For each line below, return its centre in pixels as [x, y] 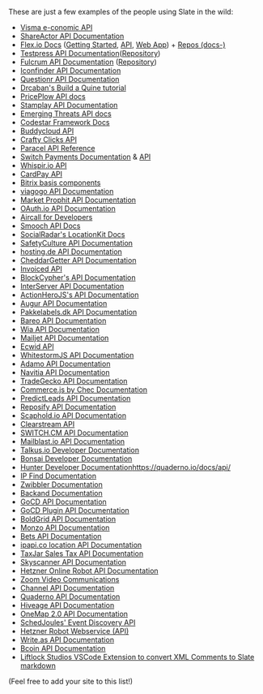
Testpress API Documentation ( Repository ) [90, 53]
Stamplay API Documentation [69, 105]
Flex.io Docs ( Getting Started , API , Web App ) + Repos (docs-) [123, 45]
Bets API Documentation [61, 536]
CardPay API [41, 174]
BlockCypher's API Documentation [78, 278]
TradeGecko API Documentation [74, 381]
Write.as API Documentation [67, 640]
